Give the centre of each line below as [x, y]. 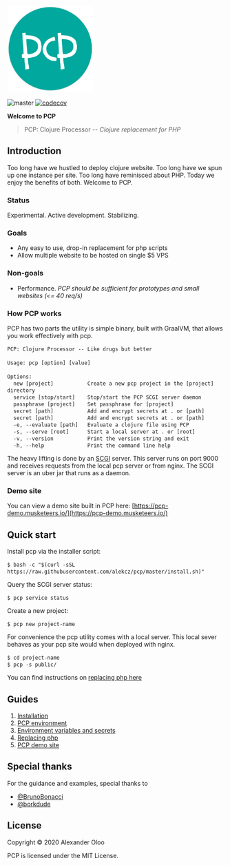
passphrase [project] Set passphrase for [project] [94, 404]
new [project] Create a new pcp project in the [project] [114, 384]
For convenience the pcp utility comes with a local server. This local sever [112, 637]
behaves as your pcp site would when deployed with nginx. [91, 645]
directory [21, 390]
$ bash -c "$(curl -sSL [41, 565]
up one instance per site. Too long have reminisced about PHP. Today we [111, 175]
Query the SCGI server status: [50, 585]
